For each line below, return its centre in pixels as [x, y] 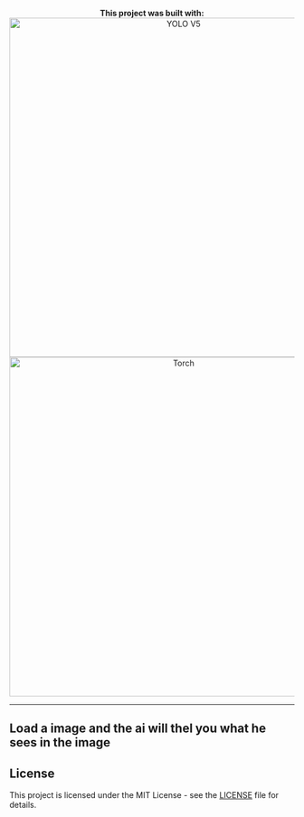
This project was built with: [152, 13]
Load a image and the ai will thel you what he [138, 729]
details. [23, 805]
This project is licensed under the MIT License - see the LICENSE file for [144, 795]
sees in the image [60, 742]
